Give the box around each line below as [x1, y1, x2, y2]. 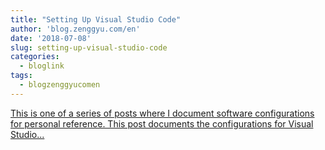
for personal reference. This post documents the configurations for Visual [10, 117, 314, 130]
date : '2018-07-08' [10, 33, 92, 43]
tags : [10, 71, 33, 81]
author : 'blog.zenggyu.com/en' [10, 24, 141, 34]
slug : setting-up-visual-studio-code [10, 42, 168, 53]
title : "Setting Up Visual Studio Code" [10, 14, 182, 25]
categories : [10, 52, 60, 62]
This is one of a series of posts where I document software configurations [10, 107, 315, 119]
